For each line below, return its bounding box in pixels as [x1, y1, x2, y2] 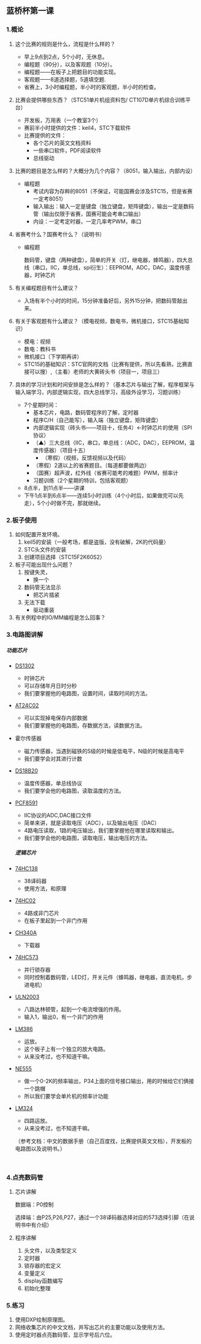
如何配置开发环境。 [14, 530, 63, 538]
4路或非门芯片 [23, 909, 60, 916]
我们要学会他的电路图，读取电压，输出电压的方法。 [23, 834, 151, 841]
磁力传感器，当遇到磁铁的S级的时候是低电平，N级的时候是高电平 [23, 747, 185, 754]
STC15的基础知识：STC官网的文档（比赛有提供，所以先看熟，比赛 [23, 360, 188, 367]
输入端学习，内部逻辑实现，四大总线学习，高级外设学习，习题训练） [14, 388, 184, 396]
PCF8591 [14, 799, 38, 806]
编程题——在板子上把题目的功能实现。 [23, 68, 119, 76]
